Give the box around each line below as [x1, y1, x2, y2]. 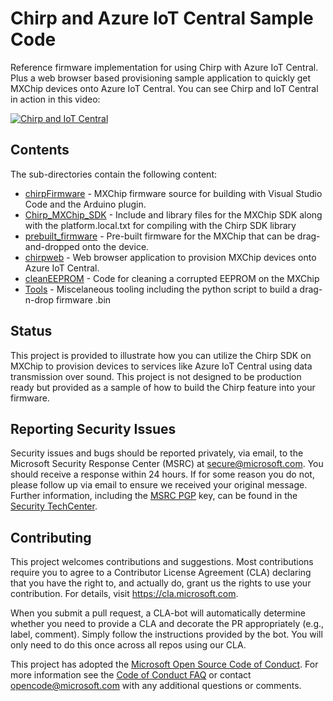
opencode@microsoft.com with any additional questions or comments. [10, 680, 302, 692]
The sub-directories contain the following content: [10, 168, 217, 180]
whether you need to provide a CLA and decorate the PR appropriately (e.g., [10, 618, 325, 630]
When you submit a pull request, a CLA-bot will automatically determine [10, 607, 306, 619]
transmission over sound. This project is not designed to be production [10, 370, 302, 382]
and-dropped [24, 240, 80, 252]
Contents [10, 142, 70, 159]
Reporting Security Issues [10, 420, 177, 437]
